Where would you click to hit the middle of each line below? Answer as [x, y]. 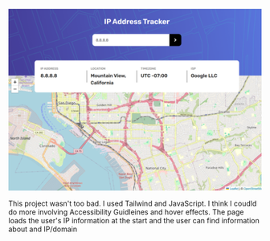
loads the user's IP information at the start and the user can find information [134, 221]
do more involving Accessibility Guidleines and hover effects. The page [126, 212]
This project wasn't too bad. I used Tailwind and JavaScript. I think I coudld [133, 204]
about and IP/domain [43, 229]
